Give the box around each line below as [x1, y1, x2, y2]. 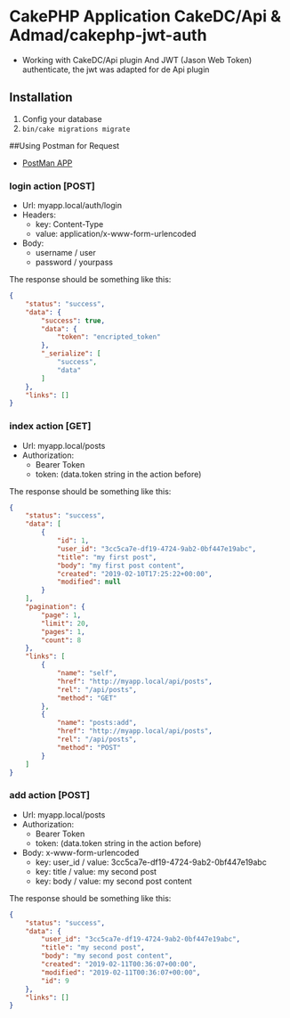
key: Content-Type [35, 219, 104, 230]
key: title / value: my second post [35, 866, 157, 876]
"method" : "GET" [56, 693, 117, 703]
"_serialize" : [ [41, 349, 101, 358]
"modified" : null [56, 577, 122, 587]
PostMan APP [21, 158, 73, 168]
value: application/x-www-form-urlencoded [35, 229, 197, 240]
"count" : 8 [41, 635, 82, 645]
